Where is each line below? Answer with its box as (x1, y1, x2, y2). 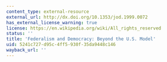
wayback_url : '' (6, 47, 47, 53)
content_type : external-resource (6, 8, 89, 15)
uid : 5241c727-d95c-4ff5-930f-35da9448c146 (6, 42, 116, 48)
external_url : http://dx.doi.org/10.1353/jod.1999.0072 (6, 14, 148, 20)
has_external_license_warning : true (6, 19, 97, 25)
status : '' (6, 31, 33, 37)
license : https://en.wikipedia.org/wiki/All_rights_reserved (6, 25, 162, 31)
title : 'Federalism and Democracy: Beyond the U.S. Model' (6, 36, 156, 42)
